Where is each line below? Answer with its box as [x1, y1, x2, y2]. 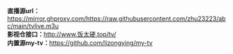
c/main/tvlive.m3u [7, 22, 59, 30]
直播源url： [7, 7, 40, 15]
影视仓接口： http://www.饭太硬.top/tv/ [7, 30, 116, 38]
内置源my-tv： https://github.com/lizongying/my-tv [7, 39, 153, 47]
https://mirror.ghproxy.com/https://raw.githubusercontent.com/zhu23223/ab [7, 15, 226, 23]
